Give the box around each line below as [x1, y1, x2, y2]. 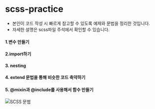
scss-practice [5, 3, 64, 15]
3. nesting [5, 63, 26, 69]
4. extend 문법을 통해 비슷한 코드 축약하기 [5, 74, 86, 80]
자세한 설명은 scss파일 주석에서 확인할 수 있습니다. [12, 26, 110, 33]
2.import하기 [5, 51, 31, 57]
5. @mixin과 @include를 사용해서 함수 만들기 [5, 86, 93, 92]
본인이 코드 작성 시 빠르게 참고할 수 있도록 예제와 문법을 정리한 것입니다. [12, 20, 150, 26]
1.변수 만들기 [5, 38, 30, 45]
